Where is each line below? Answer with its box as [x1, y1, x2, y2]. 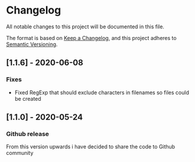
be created [14, 95, 41, 102]
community [6, 150, 34, 157]
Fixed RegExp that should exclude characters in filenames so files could [14, 89, 190, 96]
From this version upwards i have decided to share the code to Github [6, 143, 176, 150]
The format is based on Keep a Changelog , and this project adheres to [6, 34, 177, 41]
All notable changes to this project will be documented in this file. [6, 23, 165, 30]
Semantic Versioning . [6, 41, 58, 48]
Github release [6, 130, 49, 138]
